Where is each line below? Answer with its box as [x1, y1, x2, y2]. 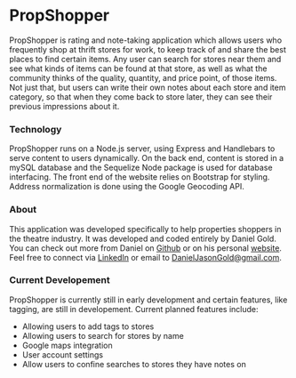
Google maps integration [21, 340, 113, 350]
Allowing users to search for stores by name [21, 330, 184, 341]
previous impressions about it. [9, 101, 120, 111]
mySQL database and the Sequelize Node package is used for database [9, 162, 273, 173]
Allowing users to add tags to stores [21, 321, 155, 332]
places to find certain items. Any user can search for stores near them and [9, 53, 282, 64]
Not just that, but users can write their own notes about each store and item [9, 82, 286, 92]
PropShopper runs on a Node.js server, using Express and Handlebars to [9, 143, 276, 154]
